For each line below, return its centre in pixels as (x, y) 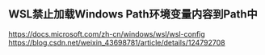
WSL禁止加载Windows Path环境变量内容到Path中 (133, 14)
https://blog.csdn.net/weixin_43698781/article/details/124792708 (117, 42)
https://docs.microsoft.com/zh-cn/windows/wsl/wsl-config (107, 33)
